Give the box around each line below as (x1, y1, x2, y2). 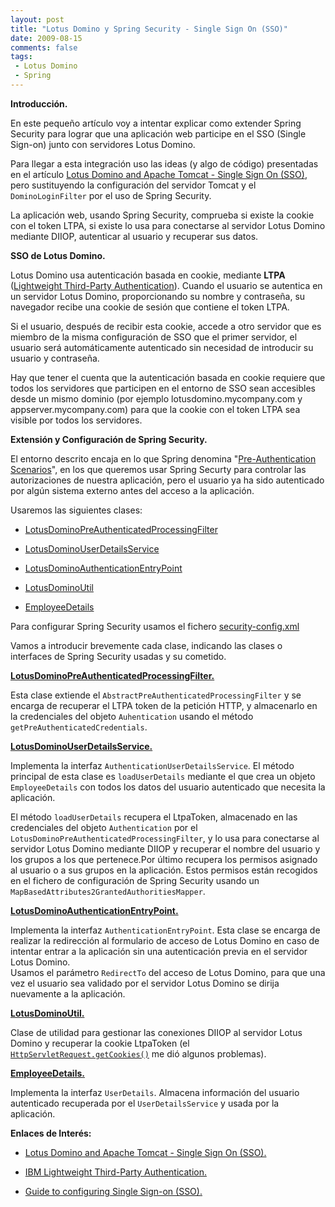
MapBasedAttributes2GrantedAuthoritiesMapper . (10, 885, 206, 897)
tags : (10, 52, 33, 62)
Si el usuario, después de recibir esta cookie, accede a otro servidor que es (10, 320, 322, 332)
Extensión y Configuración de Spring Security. (10, 433, 208, 445)
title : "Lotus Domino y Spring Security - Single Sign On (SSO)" (10, 24, 288, 34)
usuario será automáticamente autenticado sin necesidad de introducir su (10, 341, 314, 353)
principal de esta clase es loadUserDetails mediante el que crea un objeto (10, 770, 316, 782)
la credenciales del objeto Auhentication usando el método (10, 710, 254, 722)
